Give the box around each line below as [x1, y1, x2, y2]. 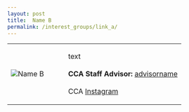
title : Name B [7, 17, 52, 24]
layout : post [7, 10, 46, 17]
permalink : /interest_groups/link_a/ [7, 23, 118, 30]
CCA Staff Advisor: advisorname [67, 69, 178, 79]
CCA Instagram [67, 87, 119, 97]
